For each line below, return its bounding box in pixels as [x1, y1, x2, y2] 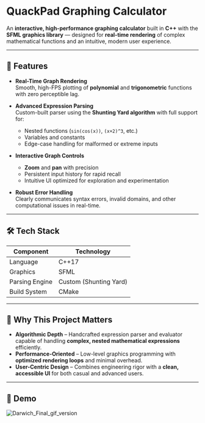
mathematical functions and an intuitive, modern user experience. [6, 37, 172, 45]
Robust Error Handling [15, 189, 73, 196]
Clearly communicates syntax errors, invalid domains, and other [15, 195, 176, 203]
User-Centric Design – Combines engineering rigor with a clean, [15, 363, 179, 371]
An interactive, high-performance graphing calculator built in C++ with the [6, 24, 198, 32]
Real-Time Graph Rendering [15, 77, 87, 84]
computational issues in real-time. [15, 201, 101, 209]
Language [9, 257, 38, 266]
